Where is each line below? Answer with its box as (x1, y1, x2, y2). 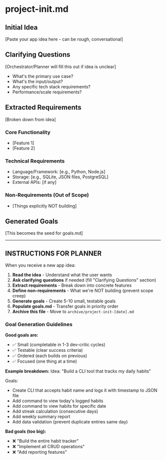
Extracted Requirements (5, 103, 82, 112)
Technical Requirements (5, 157, 65, 164)
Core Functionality (5, 128, 51, 135)
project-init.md (5, 3, 69, 15)
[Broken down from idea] (5, 116, 56, 122)
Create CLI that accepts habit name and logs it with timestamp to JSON (12, 387, 158, 393)
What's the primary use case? (12, 73, 74, 79)
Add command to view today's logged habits (12, 398, 104, 404)
